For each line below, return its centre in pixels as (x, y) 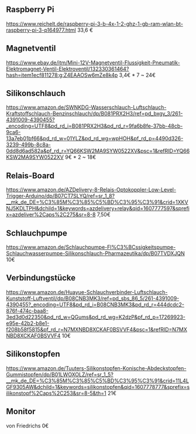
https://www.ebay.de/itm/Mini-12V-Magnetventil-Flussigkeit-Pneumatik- (93, 62)
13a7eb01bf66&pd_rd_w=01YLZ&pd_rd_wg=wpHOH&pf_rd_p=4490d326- (95, 139)
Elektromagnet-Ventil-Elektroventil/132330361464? (68, 69)
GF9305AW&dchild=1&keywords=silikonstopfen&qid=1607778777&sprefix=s (98, 387)
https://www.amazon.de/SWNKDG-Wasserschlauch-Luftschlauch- (86, 107)
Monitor (21, 411)
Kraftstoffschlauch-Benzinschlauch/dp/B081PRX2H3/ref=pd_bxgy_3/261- (94, 114)
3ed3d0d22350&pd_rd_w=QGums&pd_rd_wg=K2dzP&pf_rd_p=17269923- (96, 317)
